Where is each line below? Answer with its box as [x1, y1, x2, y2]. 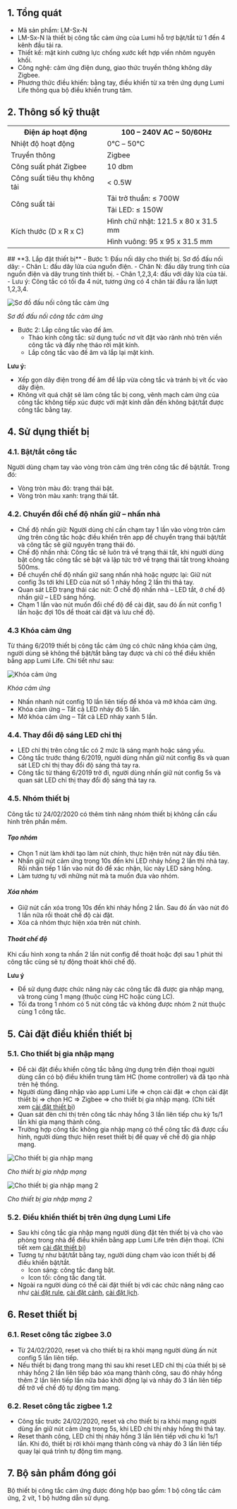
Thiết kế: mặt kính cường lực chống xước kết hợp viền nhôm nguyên [17, 48, 215, 56]
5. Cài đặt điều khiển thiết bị [7, 1028, 133, 1040]
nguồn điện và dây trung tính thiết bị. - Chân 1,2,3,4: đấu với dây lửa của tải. [7, 269, 228, 278]
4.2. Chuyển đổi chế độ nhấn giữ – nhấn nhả [7, 509, 161, 519]
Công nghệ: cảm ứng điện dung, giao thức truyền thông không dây [17, 63, 212, 71]
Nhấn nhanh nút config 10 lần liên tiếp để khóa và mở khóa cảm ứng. [17, 697, 217, 705]
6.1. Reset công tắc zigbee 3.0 [7, 1330, 112, 1340]
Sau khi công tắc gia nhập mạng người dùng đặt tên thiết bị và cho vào [17, 1228, 224, 1237]
